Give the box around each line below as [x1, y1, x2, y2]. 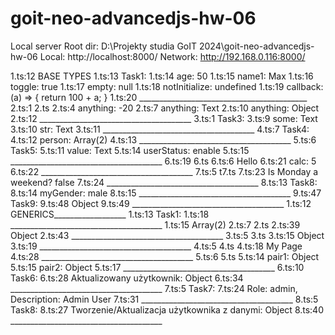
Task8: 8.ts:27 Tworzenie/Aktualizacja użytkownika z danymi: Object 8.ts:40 [10, 303, 324, 316]
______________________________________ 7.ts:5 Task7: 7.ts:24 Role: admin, [10, 282, 298, 294]
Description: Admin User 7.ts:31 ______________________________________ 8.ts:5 [10, 293, 319, 305]
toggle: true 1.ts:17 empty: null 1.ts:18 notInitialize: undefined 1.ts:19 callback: [10, 80, 324, 92]
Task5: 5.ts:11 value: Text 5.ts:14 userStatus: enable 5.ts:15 [10, 144, 250, 156]
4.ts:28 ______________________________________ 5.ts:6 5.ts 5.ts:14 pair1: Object [10, 250, 320, 262]
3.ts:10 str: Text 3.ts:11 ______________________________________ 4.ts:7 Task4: [10, 123, 310, 135]
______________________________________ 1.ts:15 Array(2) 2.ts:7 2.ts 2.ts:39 [10, 218, 301, 231]
